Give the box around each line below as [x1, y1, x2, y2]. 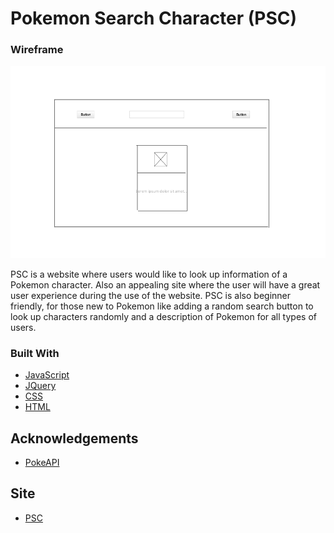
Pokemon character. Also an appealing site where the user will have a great [10, 278, 321, 291]
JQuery [24, 380, 57, 392]
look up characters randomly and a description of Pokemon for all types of [10, 310, 317, 322]
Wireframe [10, 43, 64, 57]
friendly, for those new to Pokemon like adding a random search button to [10, 300, 314, 312]
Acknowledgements [10, 430, 139, 447]
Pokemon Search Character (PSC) [10, 7, 298, 30]
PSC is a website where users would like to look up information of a [10, 268, 288, 280]
